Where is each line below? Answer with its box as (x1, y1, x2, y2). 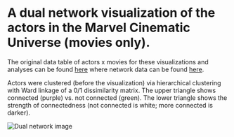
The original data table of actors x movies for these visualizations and (7, 57, 209, 66)
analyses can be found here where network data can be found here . (7, 65, 204, 73)
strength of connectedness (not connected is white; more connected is (7, 101, 213, 109)
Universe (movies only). (7, 35, 150, 50)
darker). (7, 108, 30, 117)
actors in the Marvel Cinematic (7, 20, 191, 36)
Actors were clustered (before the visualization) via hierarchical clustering (7, 78, 221, 87)
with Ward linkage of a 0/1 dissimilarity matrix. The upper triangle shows (7, 86, 216, 94)
